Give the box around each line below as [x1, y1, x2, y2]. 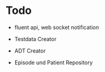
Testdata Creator [14, 35, 57, 42]
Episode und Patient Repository [14, 59, 93, 66]
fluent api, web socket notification [14, 24, 99, 31]
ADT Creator [14, 47, 46, 54]
